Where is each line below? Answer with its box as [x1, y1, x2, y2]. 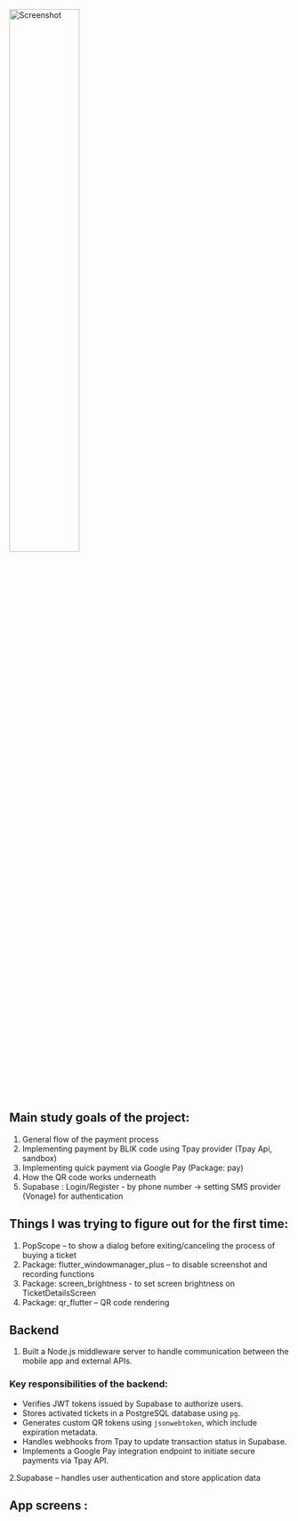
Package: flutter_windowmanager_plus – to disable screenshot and [21, 1259, 268, 1270]
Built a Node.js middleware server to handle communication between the [21, 1346, 289, 1357]
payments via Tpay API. [21, 1455, 109, 1466]
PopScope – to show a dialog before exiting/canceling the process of [21, 1240, 276, 1250]
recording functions [21, 1268, 95, 1279]
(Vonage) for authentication [21, 1191, 124, 1201]
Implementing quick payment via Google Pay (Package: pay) [21, 1162, 244, 1173]
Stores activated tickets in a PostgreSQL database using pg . [21, 1407, 241, 1419]
